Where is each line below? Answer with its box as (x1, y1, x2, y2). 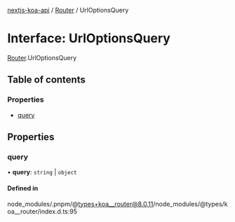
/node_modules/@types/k (153, 200, 228, 208)
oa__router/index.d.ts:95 (7, 207, 78, 216)
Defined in (7, 183, 39, 192)
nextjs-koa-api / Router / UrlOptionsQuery (7, 6, 129, 14)
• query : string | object (7, 168, 77, 176)
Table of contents (7, 74, 86, 86)
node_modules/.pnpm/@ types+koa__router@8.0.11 (7, 200, 154, 208)
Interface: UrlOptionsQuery (7, 31, 170, 46)
